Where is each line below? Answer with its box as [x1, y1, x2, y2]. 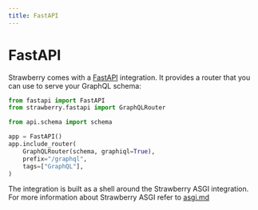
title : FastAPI [8, 11, 59, 20]
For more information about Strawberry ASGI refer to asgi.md [8, 192, 210, 202]
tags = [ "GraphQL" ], [22, 162, 84, 170]
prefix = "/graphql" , [22, 155, 88, 163]
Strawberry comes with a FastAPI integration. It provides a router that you [8, 73, 251, 82]
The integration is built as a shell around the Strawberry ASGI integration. [8, 184, 249, 194]
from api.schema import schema [8, 118, 113, 126]
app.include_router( [8, 141, 77, 149]
